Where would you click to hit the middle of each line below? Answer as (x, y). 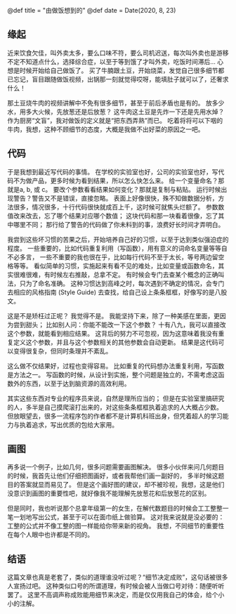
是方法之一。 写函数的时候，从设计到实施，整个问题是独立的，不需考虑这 (113, 374)
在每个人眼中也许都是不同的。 (50, 535)
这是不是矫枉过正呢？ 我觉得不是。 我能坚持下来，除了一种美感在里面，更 (113, 315)
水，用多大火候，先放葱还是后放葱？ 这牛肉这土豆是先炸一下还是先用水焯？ (116, 112)
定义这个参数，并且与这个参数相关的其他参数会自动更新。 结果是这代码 (116, 342)
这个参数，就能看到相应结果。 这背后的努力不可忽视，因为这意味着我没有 (113, 333)
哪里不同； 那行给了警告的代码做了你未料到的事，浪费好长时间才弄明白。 (119, 224)
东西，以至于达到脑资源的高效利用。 (78, 383)
